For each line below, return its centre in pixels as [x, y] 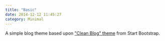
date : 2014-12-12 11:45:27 [33, 14]
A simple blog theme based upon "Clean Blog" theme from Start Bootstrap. [83, 33]
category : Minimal [24, 19]
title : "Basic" [21, 10]
